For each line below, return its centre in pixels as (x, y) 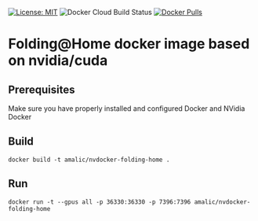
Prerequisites (42, 89)
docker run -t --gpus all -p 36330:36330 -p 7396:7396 (100, 202)
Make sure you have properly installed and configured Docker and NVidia (127, 109)
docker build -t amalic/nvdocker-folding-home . (89, 160)
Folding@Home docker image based (129, 44)
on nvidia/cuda (58, 61)
